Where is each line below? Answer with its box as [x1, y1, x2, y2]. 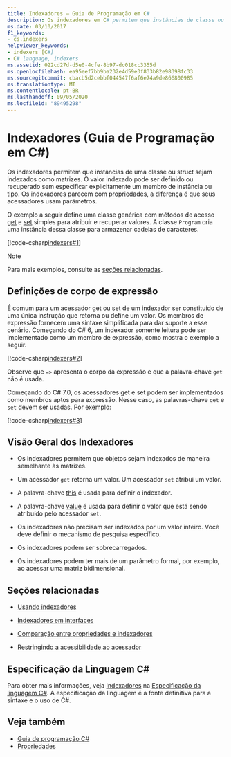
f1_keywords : [7, 29, 45, 37]
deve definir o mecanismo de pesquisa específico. [17, 530, 161, 538]
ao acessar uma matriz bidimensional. [17, 565, 126, 573]
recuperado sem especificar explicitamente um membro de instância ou [7, 182, 212, 190]
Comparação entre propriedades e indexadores [17, 630, 154, 638]
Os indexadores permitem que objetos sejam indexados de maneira [17, 455, 210, 463]
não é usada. [7, 374, 44, 383]
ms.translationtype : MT [7, 81, 76, 88]
